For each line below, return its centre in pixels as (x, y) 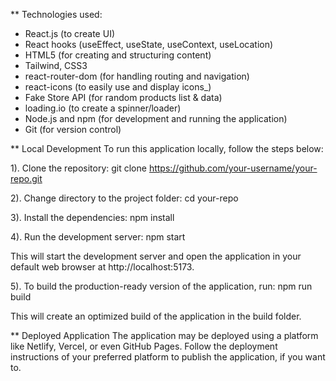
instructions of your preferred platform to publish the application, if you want (168, 357)
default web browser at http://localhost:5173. (102, 267)
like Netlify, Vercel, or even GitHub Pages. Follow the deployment (144, 346)
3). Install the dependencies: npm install (92, 217)
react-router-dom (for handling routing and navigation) (137, 76)
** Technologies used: (56, 14)
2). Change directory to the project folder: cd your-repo (124, 198)
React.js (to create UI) (69, 33)
